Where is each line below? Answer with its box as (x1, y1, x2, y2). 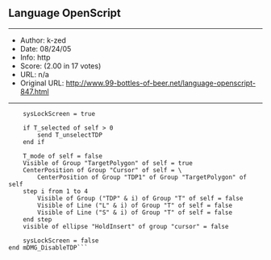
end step (23, 215, 52, 224)
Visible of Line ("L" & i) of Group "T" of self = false (37, 201, 232, 209)
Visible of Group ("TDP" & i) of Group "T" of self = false (37, 194, 244, 202)
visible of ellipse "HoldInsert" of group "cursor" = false (23, 222, 229, 230)
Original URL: (19, 78, 65, 88)
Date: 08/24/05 (19, 43, 72, 53)
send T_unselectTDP (37, 130, 103, 139)
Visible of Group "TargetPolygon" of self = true (23, 159, 194, 167)
